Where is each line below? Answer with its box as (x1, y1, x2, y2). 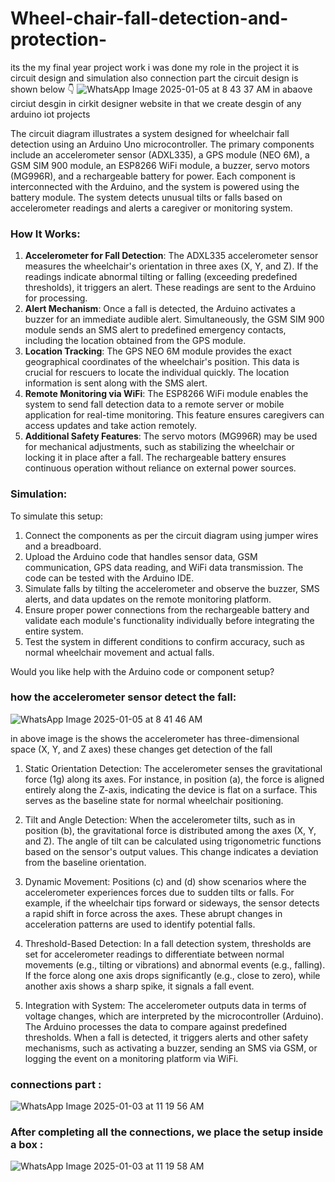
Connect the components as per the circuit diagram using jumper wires (24, 529, 319, 541)
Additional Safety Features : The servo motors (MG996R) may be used (24, 430, 318, 442)
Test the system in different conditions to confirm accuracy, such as (24, 635, 305, 647)
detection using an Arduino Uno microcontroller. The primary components (10, 138, 315, 150)
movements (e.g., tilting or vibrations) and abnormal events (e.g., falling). (24, 958, 326, 971)
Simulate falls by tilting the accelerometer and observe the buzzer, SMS (24, 582, 320, 594)
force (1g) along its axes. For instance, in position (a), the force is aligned (24, 773, 325, 785)
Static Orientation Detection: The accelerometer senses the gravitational (24, 762, 323, 774)
